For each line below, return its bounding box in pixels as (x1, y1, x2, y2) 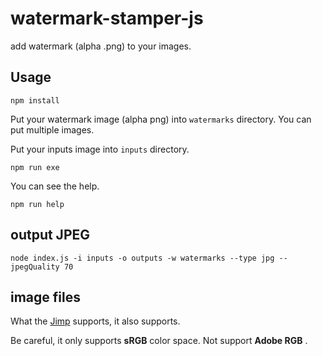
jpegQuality (10, 262, 60, 272)
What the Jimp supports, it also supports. (10, 315, 181, 327)
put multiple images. (10, 123, 95, 136)
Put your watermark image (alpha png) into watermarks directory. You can (10, 113, 312, 125)
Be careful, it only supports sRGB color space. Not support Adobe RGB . (10, 335, 308, 347)
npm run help (10, 199, 65, 209)
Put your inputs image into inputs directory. (10, 143, 190, 155)
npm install (10, 95, 60, 106)
